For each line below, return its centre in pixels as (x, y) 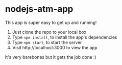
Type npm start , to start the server (47, 42)
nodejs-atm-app (39, 9)
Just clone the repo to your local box (49, 32)
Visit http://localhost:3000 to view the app (55, 47)
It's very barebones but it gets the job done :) (51, 57)
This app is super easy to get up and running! (51, 22)
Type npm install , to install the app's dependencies (65, 37)
